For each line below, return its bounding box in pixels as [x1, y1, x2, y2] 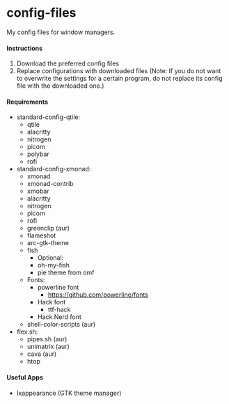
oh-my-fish [37, 261, 70, 270]
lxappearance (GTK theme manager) [16, 389, 122, 397]
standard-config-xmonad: [16, 165, 91, 173]
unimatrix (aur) [26, 343, 70, 351]
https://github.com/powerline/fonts [47, 290, 149, 299]
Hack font [37, 298, 66, 306]
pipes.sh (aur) [26, 335, 68, 343]
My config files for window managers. [6, 28, 116, 36]
